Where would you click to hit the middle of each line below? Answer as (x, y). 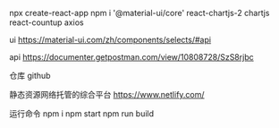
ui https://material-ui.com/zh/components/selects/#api (110, 40)
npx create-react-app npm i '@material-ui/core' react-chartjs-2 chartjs (139, 13)
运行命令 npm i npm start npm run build (82, 114)
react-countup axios (46, 22)
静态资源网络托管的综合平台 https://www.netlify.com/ (107, 94)
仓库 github (30, 76)
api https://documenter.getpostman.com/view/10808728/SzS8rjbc (131, 57)
